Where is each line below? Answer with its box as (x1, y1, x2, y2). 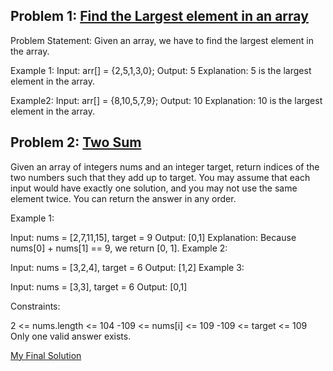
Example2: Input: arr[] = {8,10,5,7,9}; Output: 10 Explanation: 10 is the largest (10, 94, 323, 106)
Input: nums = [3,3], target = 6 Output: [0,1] (10, 280, 188, 293)
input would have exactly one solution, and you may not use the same (10, 182, 298, 194)
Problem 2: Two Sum (10, 134, 142, 151)
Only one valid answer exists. (10, 330, 132, 342)
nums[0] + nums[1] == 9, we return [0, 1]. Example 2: (10, 242, 228, 254)
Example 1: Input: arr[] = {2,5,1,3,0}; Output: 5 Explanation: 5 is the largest (10, 64, 312, 76)
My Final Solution (10, 349, 82, 361)
